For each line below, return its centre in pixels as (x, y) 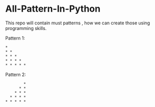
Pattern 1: (15, 38)
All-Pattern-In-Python (53, 9)
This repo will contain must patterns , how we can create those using (78, 23)
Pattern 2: (16, 75)
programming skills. (26, 28)
